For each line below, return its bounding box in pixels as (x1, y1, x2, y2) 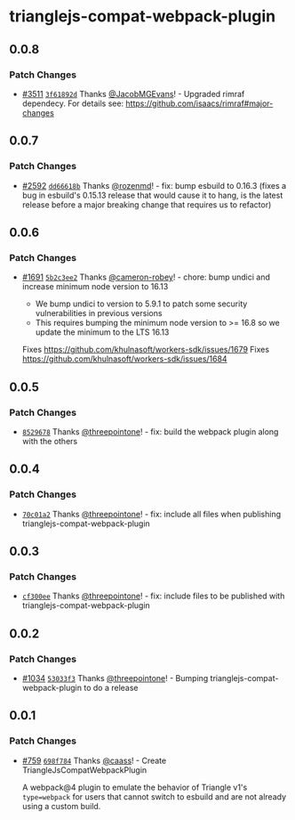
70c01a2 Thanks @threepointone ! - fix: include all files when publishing (21, 508, 282, 519)
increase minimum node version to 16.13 (21, 281, 169, 292)
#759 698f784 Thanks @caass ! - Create (21, 755, 167, 766)
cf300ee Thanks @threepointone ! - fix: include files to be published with (21, 590, 285, 602)
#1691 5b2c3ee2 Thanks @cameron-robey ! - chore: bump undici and (21, 272, 271, 282)
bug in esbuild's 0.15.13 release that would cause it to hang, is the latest (21, 190, 283, 200)
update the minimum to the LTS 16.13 (35, 327, 170, 337)
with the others (21, 435, 78, 446)
